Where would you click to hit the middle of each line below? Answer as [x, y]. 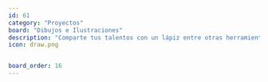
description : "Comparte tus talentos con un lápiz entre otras [116, 37]
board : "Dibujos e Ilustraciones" [66, 30]
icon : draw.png [33, 45]
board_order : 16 [35, 66]
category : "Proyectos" [46, 23]
